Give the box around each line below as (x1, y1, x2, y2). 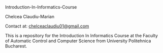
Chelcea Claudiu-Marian (5, 14, 55, 19)
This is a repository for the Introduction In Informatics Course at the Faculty (5, 33, 158, 38)
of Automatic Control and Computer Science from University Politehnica (5, 38, 151, 44)
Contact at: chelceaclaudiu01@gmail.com (5, 23, 90, 29)
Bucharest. (5, 43, 27, 49)
